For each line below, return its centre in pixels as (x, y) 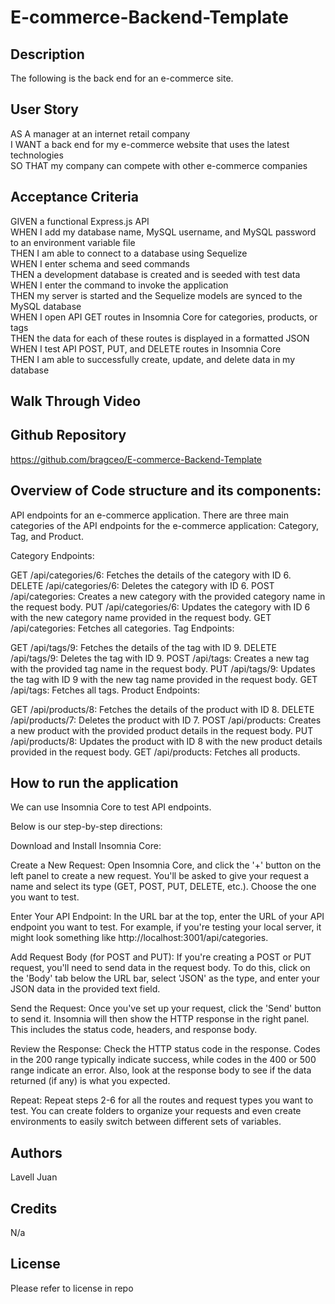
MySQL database (46, 306)
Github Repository (68, 435)
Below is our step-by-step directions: (86, 827)
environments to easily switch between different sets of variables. (146, 1122)
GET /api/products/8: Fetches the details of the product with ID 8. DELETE (162, 709)
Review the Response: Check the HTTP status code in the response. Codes (165, 1049)
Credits (34, 1208)
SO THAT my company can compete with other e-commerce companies (159, 165)
